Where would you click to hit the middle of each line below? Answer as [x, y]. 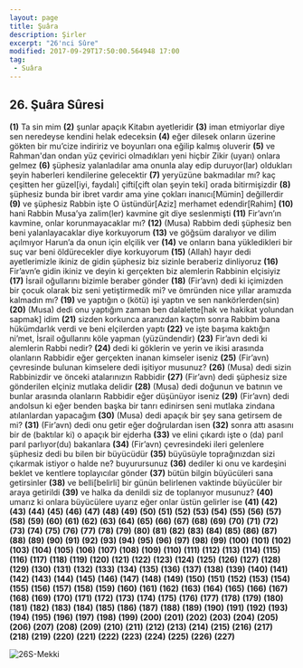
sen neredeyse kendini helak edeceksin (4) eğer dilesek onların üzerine [142, 136]
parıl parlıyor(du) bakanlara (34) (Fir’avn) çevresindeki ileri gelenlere [137, 444]
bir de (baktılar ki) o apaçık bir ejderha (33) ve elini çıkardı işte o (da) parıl [147, 434]
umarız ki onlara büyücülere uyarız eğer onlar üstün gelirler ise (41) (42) [144, 501]
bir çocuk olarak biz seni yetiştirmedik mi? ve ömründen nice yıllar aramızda [151, 290]
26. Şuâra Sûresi [57, 105]
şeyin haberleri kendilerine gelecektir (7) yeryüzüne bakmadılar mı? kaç [142, 175]
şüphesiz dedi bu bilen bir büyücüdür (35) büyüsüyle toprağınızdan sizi [142, 453]
